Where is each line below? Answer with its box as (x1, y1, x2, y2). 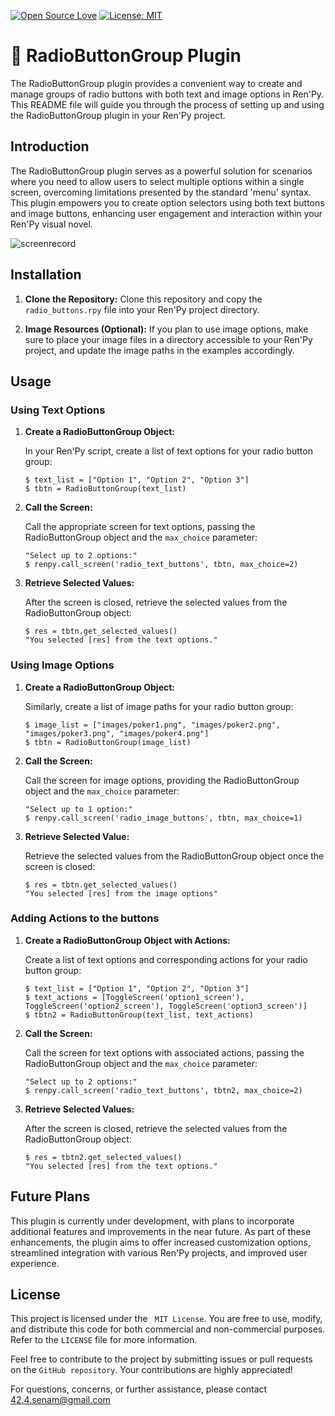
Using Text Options (10, 403, 106, 417)
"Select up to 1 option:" (24, 804, 133, 814)
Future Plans (10, 1188, 91, 1205)
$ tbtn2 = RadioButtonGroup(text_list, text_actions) (24, 1010, 254, 1020)
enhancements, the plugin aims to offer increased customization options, (10, 1236, 311, 1248)
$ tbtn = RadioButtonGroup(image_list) (24, 737, 192, 747)
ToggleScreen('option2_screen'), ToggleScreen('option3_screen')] (24, 1001, 308, 1011)
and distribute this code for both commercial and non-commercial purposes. (10, 1323, 326, 1335)
